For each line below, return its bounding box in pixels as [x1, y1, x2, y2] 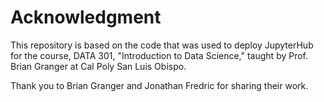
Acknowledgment [10, 6, 162, 29]
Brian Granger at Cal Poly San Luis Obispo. [10, 60, 187, 72]
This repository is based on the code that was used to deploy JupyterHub [10, 39, 314, 51]
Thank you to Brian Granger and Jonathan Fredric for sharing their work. [10, 79, 309, 91]
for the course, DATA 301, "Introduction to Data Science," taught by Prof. [10, 49, 309, 61]
